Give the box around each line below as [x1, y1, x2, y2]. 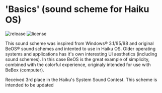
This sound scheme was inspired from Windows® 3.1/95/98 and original [5, 40, 154, 46]
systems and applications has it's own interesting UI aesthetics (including [5, 51, 157, 57]
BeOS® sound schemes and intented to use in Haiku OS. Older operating [5, 45, 156, 51]
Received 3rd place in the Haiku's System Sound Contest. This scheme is [5, 76, 157, 82]
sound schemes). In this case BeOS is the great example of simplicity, [5, 56, 150, 62]
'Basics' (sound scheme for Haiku [5, 3, 149, 15]
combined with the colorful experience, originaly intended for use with [5, 61, 151, 67]
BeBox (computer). [5, 66, 44, 73]
